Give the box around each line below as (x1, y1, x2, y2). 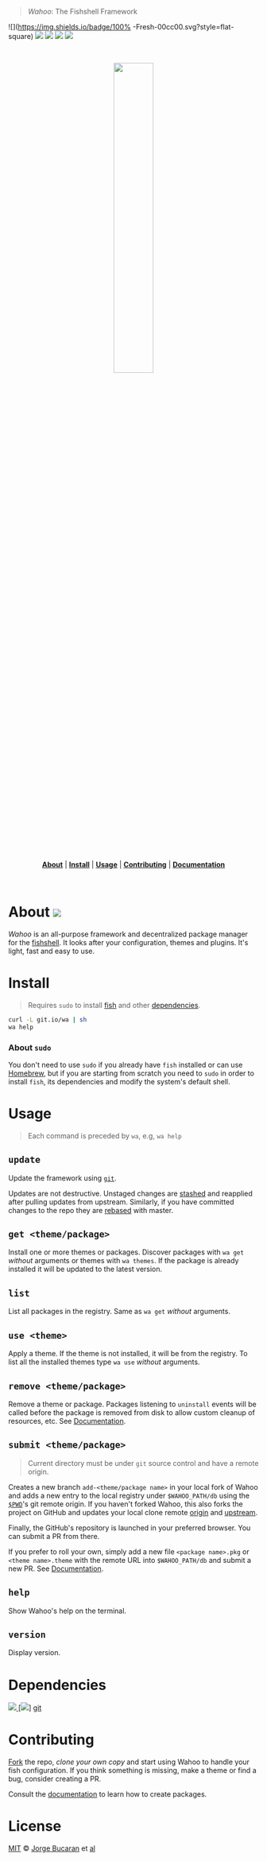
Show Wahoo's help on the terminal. (8, 1606, 127, 1615)
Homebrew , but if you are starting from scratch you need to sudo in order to (8, 1068, 254, 1078)
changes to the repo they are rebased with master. (8, 1205, 173, 1215)
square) (8, 32, 34, 41)
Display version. (8, 1648, 61, 1657)
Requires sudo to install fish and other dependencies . (27, 1000, 201, 1010)
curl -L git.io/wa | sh (8, 1015, 87, 1024)
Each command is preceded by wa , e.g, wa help (27, 1130, 183, 1140)
